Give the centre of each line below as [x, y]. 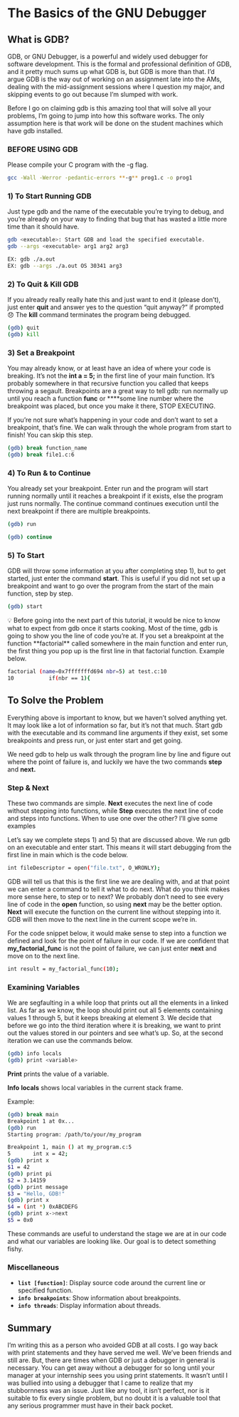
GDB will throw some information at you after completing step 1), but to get [117, 571]
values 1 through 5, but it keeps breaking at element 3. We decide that [110, 1018]
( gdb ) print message [38, 1187]
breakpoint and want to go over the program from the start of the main [110, 586]
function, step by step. [40, 593]
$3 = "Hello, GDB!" [36, 1194]
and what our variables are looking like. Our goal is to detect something [112, 1241]
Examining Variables [44, 987]
